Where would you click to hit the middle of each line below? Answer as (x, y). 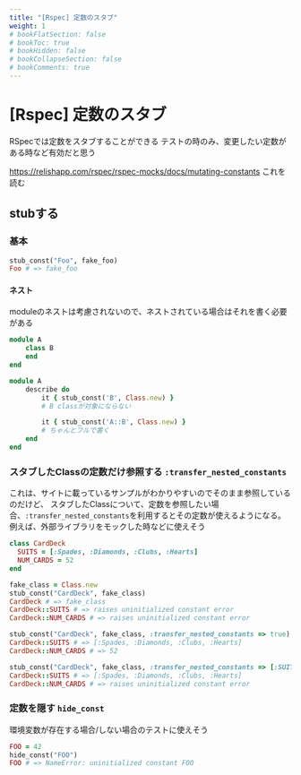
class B (39, 349)
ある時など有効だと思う (52, 152)
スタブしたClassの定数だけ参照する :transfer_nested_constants (148, 471)
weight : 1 (28, 26)
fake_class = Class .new (54, 585)
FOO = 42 (26, 746)
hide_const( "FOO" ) (43, 755)
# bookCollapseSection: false (66, 59)
